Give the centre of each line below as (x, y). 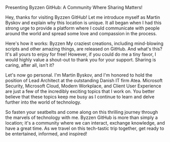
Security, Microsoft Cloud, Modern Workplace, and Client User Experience (83, 86)
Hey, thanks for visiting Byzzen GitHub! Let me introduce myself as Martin (83, 17)
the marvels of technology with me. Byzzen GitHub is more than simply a (81, 117)
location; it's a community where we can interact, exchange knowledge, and (85, 123)
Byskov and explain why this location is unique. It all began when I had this (83, 23)
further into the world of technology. (43, 102)
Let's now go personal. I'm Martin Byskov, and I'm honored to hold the (79, 75)
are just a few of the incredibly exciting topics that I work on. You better (80, 91)
